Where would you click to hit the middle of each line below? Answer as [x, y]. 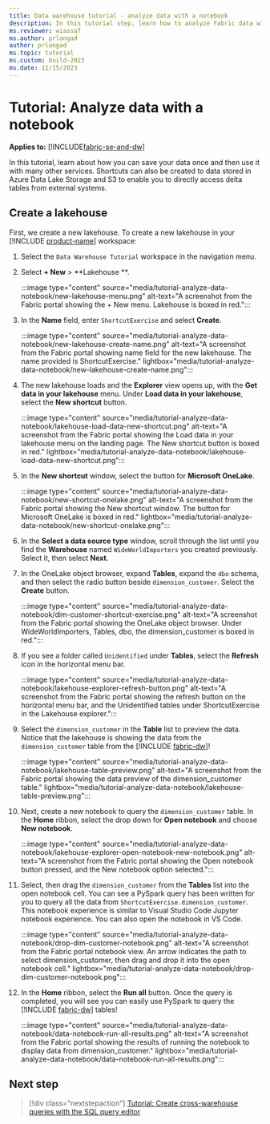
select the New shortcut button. [74, 402]
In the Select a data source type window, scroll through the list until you [140, 541]
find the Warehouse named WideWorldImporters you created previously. [139, 549]
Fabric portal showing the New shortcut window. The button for [125, 508]
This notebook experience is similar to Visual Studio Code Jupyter [129, 910]
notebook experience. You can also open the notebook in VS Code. [131, 919]
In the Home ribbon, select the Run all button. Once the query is [127, 992]
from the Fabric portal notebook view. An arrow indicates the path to [133, 951]
